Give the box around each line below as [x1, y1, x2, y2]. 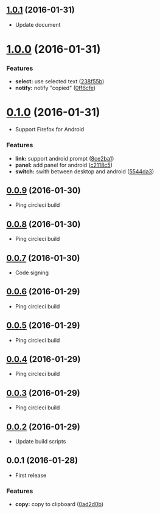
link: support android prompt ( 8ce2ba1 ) [15, 155, 114, 162]
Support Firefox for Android [15, 126, 85, 133]
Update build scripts [15, 438, 66, 445]
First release [15, 471, 47, 479]
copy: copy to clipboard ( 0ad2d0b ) [15, 501, 104, 508]
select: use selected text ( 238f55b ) [15, 78, 105, 85]
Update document [15, 21, 61, 28]
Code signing [15, 269, 49, 276]
